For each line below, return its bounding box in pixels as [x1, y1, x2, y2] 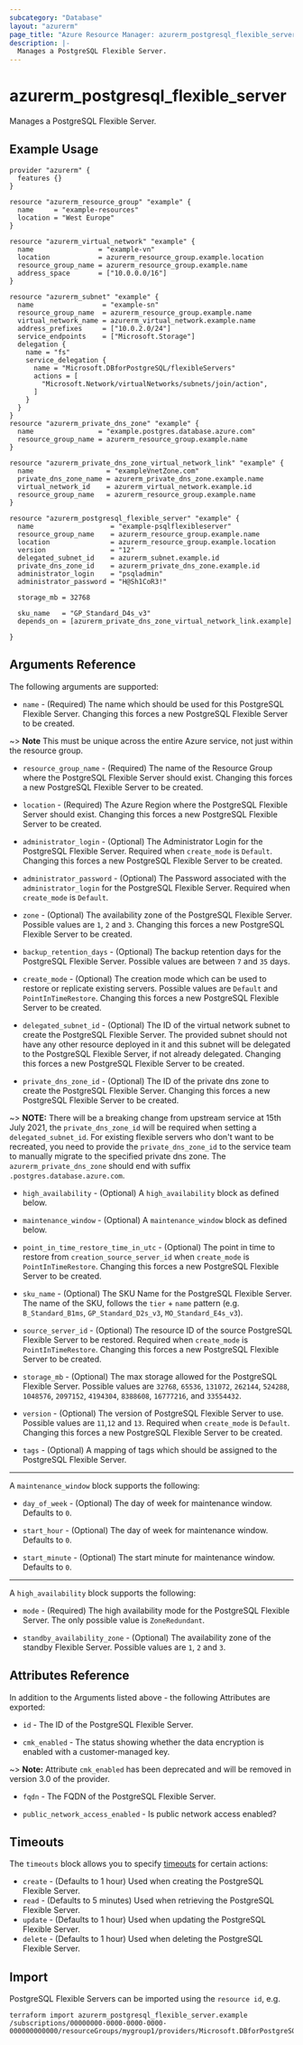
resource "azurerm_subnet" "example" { [9, 292, 160, 301]
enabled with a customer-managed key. [22, 1746, 170, 1757]
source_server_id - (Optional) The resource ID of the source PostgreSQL [22, 1324, 293, 1335]
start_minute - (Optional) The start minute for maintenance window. [22, 1551, 275, 1562]
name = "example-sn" [17, 300, 160, 309]
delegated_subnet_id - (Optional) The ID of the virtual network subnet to [22, 1019, 290, 1031]
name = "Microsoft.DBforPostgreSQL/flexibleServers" [32, 363, 236, 372]
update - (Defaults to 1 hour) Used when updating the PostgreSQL [22, 1914, 266, 1926]
